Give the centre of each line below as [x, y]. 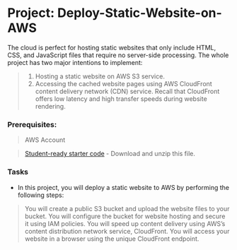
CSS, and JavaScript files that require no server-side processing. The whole [118, 55]
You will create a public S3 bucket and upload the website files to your [127, 208]
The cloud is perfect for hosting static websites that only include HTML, [112, 47]
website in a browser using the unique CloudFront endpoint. [112, 239]
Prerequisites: [32, 124]
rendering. [50, 106]
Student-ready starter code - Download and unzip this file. [110, 154]
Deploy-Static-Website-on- [140, 13]
